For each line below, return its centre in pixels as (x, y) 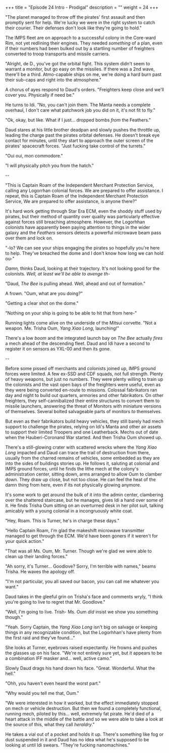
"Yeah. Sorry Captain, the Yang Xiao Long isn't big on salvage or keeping (81, 627)
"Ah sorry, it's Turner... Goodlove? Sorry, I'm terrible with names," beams (81, 566)
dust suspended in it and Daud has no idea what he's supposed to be (77, 740)
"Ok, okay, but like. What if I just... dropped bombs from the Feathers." (78, 120)
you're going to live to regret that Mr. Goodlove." (55, 602)
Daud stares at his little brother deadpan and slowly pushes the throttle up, (83, 130)
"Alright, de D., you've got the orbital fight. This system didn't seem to (78, 64)
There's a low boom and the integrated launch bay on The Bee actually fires (84, 338)
